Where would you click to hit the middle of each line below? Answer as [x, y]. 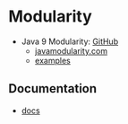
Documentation [53, 89]
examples [52, 60]
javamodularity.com [71, 50]
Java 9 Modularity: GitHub [69, 41]
